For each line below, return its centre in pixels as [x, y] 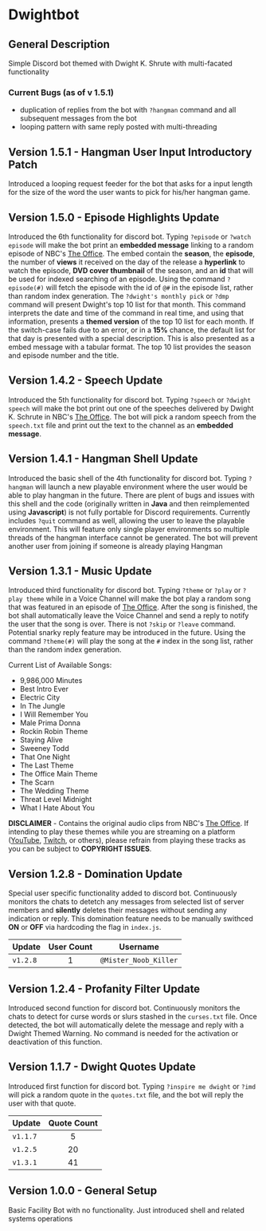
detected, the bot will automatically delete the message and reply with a [126, 1025]
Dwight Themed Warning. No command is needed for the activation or [123, 1033]
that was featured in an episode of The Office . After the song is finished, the [133, 607]
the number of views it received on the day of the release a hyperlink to [127, 262]
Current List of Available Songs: [60, 665]
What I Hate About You [57, 808]
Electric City [40, 697]
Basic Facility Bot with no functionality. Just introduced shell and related [126, 1210]
